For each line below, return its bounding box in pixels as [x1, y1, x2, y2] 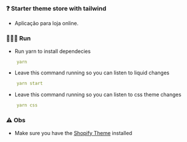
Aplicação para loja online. [14, 20, 79, 27]
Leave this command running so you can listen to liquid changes [14, 69, 169, 76]
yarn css [16, 102, 38, 108]
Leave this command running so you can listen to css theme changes [14, 91, 182, 98]
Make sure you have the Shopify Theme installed [14, 129, 133, 136]
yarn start [16, 80, 43, 87]
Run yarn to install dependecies [14, 48, 91, 55]
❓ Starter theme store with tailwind [6, 4, 107, 12]
